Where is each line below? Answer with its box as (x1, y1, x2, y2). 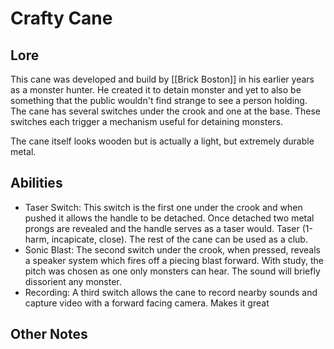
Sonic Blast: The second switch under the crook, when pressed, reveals (24, 243, 321, 256)
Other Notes (10, 326, 88, 343)
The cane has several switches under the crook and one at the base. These (10, 105, 321, 117)
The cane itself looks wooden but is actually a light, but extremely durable (10, 135, 315, 147)
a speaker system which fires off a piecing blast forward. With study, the (24, 254, 324, 266)
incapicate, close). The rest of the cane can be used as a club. (51, 233, 308, 245)
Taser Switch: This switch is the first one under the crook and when (24, 201, 303, 213)
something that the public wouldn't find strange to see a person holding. (10, 95, 308, 106)
